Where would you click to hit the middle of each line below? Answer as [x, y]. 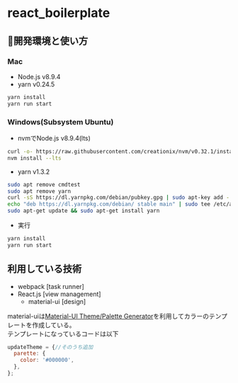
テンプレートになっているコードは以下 [63, 334]
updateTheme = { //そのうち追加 [50, 347]
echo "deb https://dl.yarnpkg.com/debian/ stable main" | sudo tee [109, 204]
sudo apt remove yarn [39, 191]
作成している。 [53, 325]
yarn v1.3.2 [34, 172]
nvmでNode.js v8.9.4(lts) [54, 138]
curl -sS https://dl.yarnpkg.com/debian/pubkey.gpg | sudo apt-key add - [119, 198]
